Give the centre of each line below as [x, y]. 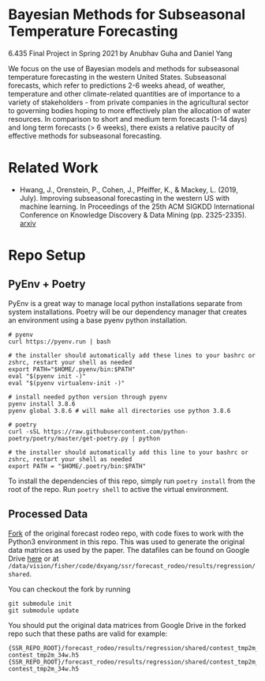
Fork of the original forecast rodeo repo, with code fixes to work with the [126, 533]
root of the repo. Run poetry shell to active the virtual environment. [118, 489]
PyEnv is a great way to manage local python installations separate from [125, 303]
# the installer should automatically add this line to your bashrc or [128, 452]
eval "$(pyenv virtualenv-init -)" [67, 383]
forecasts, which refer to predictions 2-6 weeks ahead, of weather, [117, 85]
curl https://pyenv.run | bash [60, 342]
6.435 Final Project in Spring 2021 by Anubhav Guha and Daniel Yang [120, 53]
